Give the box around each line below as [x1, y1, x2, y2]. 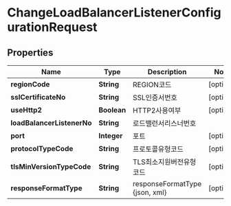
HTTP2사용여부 [133, 106, 181, 115]
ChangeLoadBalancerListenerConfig [7, 5, 221, 21]
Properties [7, 47, 54, 58]
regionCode [10, 80, 50, 89]
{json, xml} [133, 187, 167, 197]
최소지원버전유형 [145, 157, 197, 166]
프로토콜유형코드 [133, 144, 184, 154]
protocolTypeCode [10, 144, 74, 153]
